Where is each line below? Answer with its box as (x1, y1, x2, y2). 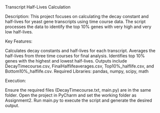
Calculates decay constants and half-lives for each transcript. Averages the (5, 48, 156, 53)
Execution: (5, 78, 26, 83)
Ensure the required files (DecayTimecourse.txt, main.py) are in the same (5, 87, 151, 93)
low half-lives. (5, 29, 33, 34)
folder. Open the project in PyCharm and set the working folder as (5, 92, 137, 98)
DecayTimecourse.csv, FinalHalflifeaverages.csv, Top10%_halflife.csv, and (5, 63, 154, 69)
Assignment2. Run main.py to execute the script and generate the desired (5, 97, 152, 103)
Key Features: (5, 38, 32, 44)
